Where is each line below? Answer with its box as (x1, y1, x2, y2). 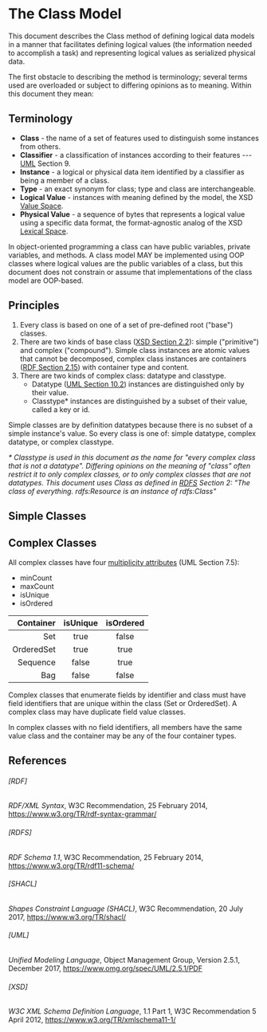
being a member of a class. (19, 175, 110, 185)
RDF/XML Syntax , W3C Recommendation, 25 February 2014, (8, 801, 208, 810)
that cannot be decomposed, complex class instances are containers (19, 354, 247, 363)
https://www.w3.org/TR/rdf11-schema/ (8, 861, 135, 870)
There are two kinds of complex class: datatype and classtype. (19, 371, 227, 380)
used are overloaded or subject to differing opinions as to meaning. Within (8, 80, 253, 90)
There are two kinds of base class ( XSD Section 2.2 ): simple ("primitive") (19, 336, 259, 347)
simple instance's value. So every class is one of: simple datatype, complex (8, 428, 257, 438)
